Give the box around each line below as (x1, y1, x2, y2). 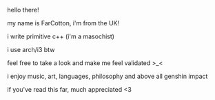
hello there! (7, 6, 39, 14)
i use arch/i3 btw (7, 46, 55, 53)
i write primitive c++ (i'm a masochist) (7, 32, 115, 40)
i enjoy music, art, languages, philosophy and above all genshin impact (7, 72, 208, 80)
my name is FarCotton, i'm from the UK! (7, 19, 119, 27)
